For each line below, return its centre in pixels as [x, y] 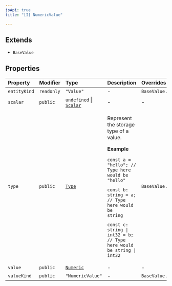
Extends [19, 40]
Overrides [154, 83]
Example [118, 149]
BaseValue [23, 53]
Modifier [50, 83]
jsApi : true [18, 10]
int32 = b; [121, 235]
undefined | [79, 100]
